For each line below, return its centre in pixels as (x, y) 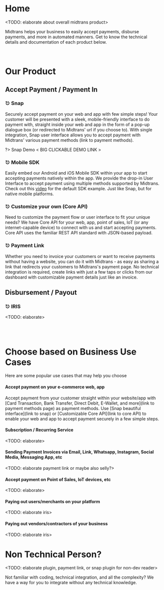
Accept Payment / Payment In (51, 90)
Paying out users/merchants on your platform (53, 501)
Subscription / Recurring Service (39, 430)
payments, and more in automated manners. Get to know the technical (76, 37)
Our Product (30, 71)
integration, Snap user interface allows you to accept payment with (73, 135)
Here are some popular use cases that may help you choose (66, 376)
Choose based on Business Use (71, 352)
